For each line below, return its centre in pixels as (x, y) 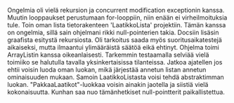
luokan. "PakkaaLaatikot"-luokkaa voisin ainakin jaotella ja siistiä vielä (108, 84)
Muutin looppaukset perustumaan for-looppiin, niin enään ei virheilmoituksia (117, 18)
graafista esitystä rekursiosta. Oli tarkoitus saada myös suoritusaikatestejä (115, 40)
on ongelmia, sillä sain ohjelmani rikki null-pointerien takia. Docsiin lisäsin (113, 32)
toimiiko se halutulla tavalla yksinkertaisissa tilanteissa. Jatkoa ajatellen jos (115, 62)
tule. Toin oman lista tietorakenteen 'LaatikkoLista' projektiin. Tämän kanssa (117, 25)
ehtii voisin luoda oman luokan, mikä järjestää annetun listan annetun (107, 70)
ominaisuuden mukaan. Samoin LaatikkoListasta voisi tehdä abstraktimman (116, 77)
